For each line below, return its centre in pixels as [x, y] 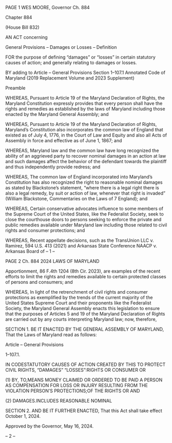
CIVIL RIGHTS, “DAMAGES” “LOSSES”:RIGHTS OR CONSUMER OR [76, 370]
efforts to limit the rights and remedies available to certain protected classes [86, 276]
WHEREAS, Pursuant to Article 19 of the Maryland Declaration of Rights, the [85, 98]
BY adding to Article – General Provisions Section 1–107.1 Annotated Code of [85, 72]
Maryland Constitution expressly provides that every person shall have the [84, 103]
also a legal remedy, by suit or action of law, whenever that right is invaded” [85, 193]
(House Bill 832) [22, 27]
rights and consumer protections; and [45, 230]
